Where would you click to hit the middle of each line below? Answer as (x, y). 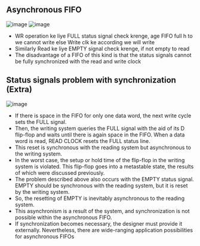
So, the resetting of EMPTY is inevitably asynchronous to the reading (100, 198)
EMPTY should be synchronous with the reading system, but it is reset (101, 186)
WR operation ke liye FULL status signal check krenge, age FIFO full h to (104, 36)
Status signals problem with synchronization (91, 80)
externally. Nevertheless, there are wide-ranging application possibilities (104, 230)
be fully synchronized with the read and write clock (78, 61)
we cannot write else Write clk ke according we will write (85, 42)
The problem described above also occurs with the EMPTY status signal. (104, 179)
